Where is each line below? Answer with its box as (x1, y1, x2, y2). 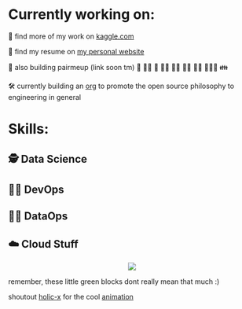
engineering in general (8, 92, 81, 101)
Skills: (8, 120, 49, 138)
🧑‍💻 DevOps (8, 182, 64, 196)
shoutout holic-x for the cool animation (8, 292, 134, 302)
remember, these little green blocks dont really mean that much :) (8, 277, 220, 286)
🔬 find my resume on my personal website (8, 46, 145, 56)
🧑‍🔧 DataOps (8, 210, 68, 223)
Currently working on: (8, 6, 156, 24)
